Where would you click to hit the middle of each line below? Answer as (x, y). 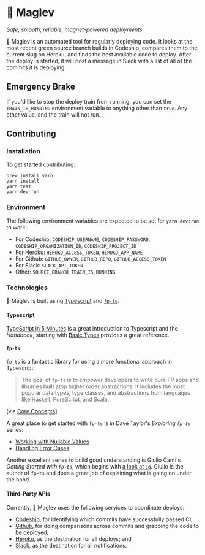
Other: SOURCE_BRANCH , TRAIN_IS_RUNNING (65, 272)
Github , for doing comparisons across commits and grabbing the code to (107, 526)
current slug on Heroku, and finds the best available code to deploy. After (99, 54)
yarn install (23, 181)
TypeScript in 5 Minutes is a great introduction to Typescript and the (92, 329)
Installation (24, 151)
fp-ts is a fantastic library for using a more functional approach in (89, 362)
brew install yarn (30, 176)
